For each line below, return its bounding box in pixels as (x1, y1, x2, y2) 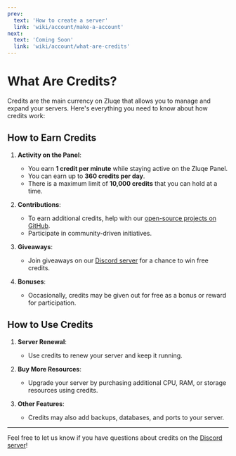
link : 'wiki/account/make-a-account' (13, 23, 124, 30)
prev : (7, 10, 23, 18)
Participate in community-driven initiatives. (27, 229, 152, 237)
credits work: (7, 111, 46, 120)
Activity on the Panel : (17, 151, 82, 159)
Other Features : (17, 399, 65, 408)
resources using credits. (27, 386, 98, 394)
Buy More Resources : (17, 365, 82, 373)
